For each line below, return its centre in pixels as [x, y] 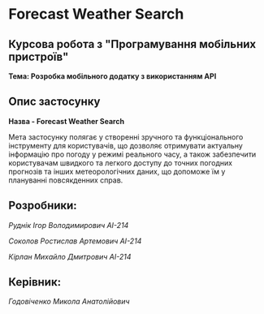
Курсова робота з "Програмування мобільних [132, 44]
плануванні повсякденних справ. [66, 180]
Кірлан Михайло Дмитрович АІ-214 [70, 256]
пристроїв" [39, 56]
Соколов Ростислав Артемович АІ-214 [75, 241]
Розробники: [43, 206]
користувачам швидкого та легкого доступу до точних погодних [121, 162]
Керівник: [35, 282]
